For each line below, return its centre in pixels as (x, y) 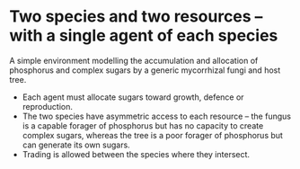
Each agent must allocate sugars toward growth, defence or (133, 97)
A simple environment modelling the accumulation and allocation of (134, 60)
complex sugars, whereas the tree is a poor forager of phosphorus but (152, 135)
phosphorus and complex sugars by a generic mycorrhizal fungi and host (145, 70)
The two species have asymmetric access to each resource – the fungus (157, 116)
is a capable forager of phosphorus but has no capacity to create (143, 125)
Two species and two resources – (136, 17)
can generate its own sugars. (76, 145)
